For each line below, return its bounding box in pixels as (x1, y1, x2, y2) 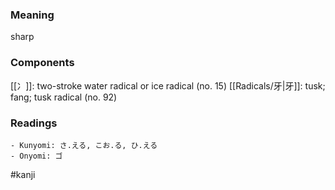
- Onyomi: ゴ (10, 151, 63, 161)
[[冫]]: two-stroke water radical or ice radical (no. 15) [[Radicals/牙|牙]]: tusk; (10, 79, 326, 92)
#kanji (10, 168, 36, 180)
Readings (10, 116, 58, 130)
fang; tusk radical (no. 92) (10, 91, 118, 103)
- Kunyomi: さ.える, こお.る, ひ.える (10, 140, 158, 150)
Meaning (10, 8, 55, 22)
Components (10, 56, 75, 70)
